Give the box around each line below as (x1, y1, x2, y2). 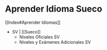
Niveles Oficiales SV (19, 34, 60, 40)
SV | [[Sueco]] (12, 29, 41, 34)
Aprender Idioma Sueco (5, 3, 103, 15)
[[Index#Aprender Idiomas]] (5, 19, 61, 25)
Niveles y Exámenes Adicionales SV (19, 39, 91, 45)
